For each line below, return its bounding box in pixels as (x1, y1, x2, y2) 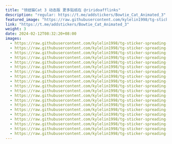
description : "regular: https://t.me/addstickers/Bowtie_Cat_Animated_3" (5, 12, 166, 17)
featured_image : (5, 17, 40, 22)
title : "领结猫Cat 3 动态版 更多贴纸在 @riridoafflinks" (5, 7, 121, 13)
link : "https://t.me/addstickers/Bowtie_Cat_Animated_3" (5, 21, 130, 27)
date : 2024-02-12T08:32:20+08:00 (5, 31, 77, 36)
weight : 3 (5, 27, 27, 32)
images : (5, 36, 22, 41)
